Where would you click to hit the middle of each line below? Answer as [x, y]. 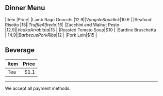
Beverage [20, 50]
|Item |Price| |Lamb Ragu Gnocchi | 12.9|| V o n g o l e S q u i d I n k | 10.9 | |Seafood [78, 19]
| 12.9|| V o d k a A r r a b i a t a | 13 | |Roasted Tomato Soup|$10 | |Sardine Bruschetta [81, 30]
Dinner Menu [25, 8]
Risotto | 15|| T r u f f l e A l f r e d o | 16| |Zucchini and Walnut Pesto [62, 25]
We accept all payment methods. [38, 88]
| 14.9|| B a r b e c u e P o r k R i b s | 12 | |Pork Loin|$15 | [51, 35]
